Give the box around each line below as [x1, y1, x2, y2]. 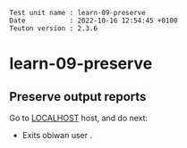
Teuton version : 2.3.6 [9, 24, 98, 33]
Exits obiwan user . [21, 130, 92, 140]
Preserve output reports [9, 89, 147, 104]
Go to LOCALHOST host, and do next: [9, 112, 149, 123]
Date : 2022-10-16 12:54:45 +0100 [9, 16, 178, 25]
